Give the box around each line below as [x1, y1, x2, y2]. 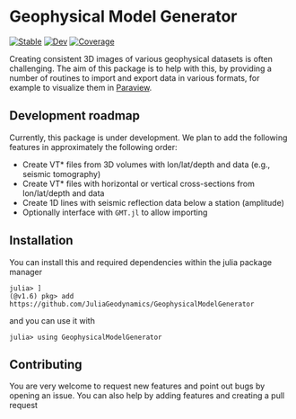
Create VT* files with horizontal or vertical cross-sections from [22, 178, 256, 189]
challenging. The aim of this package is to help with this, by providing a [9, 63, 272, 74]
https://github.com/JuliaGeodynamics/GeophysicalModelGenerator [9, 299, 255, 308]
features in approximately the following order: [9, 141, 178, 152]
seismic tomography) [22, 168, 101, 179]
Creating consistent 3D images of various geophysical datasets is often [9, 53, 274, 64]
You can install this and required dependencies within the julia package [9, 256, 272, 267]
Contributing [9, 357, 83, 372]
